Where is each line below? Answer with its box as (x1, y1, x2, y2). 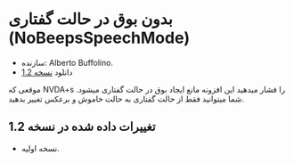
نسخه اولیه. (20, 143, 60, 153)
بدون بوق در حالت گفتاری (8, 9, 173, 29)
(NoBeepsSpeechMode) (8, 28, 191, 48)
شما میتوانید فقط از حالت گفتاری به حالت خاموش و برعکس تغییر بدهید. (8, 94, 244, 104)
